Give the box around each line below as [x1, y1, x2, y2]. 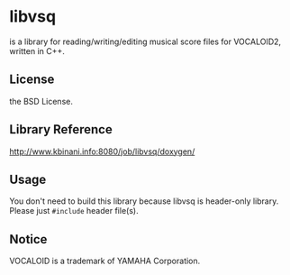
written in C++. [9, 45, 66, 56]
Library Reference [9, 122, 113, 137]
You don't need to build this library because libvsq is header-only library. [9, 196, 279, 206]
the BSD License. [9, 96, 74, 106]
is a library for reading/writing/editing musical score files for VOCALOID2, [9, 36, 282, 47]
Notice [9, 232, 48, 247]
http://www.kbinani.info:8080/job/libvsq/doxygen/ [9, 146, 195, 157]
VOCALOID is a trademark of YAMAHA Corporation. [9, 255, 201, 267]
